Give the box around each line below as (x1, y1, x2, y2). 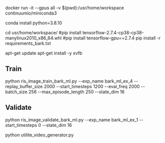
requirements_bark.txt (5, 40, 51, 46)
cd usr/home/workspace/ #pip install (5, 30, 81, 35)
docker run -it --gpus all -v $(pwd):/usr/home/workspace (5, 5, 124, 11)
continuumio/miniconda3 (5, 10, 57, 16)
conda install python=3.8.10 (5, 20, 62, 26)
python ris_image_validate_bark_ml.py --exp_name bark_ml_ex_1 (5, 116, 138, 123)
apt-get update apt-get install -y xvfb (5, 50, 82, 56)
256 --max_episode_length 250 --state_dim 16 (28, 89, 125, 95)
